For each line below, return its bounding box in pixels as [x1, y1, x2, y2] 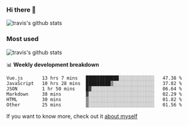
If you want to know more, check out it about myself [6, 113, 138, 120]
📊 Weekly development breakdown [6, 61, 99, 68]
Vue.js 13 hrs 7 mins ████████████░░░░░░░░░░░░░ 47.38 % [6, 75, 182, 81]
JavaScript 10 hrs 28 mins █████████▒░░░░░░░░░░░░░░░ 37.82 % [6, 80, 182, 86]
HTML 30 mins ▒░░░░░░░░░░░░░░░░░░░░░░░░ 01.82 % [6, 96, 182, 103]
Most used [6, 35, 39, 43]
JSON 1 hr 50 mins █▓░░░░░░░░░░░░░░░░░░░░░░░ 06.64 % [6, 86, 182, 92]
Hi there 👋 [6, 6, 37, 14]
